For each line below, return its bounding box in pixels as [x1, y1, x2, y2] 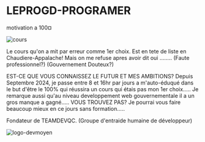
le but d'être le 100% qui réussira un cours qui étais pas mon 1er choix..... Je [6, 85, 199, 92]
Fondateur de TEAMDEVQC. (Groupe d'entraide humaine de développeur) [6, 117, 193, 124]
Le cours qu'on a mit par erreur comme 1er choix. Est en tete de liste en [6, 47, 187, 55]
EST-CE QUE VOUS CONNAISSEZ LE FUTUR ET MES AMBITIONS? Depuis [6, 72, 193, 80]
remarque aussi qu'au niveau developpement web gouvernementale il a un [6, 92, 195, 99]
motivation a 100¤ [6, 24, 52, 31]
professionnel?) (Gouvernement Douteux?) [6, 61, 114, 68]
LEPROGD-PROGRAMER [6, 4, 132, 18]
